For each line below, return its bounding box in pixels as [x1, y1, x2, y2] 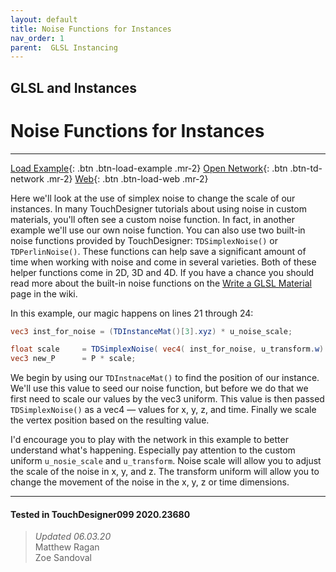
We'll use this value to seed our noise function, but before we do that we [10, 382, 309, 395]
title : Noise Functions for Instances [10, 24, 172, 34]
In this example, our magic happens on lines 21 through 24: [10, 307, 254, 319]
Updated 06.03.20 [34, 531, 112, 543]
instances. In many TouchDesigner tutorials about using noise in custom [10, 202, 307, 215]
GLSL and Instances [10, 79, 138, 96]
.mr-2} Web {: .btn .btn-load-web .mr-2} [46, 172, 209, 185]
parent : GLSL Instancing [10, 42, 118, 53]
